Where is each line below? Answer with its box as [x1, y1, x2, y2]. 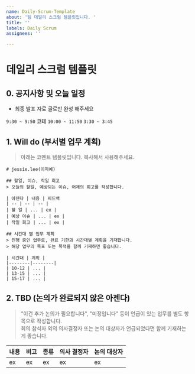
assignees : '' [6, 31, 41, 37]
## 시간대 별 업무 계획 [6, 231, 55, 237]
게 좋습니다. [20, 332, 48, 339]
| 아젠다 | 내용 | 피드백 [6, 196, 60, 201]
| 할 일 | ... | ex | [6, 207, 57, 213]
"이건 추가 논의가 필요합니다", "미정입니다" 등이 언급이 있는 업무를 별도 [20, 310, 183, 317]
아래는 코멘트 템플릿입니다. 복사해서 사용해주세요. [20, 153, 135, 160]
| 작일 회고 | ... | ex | [6, 219, 65, 225]
